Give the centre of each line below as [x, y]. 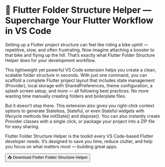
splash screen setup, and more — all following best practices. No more [77, 91]
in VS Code [28, 31]
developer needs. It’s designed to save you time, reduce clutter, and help [79, 141]
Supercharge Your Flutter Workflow [79, 20]
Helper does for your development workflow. [50, 60]
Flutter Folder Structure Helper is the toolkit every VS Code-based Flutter [79, 136]
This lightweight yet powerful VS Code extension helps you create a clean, [81, 70]
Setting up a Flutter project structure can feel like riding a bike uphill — [77, 44]
